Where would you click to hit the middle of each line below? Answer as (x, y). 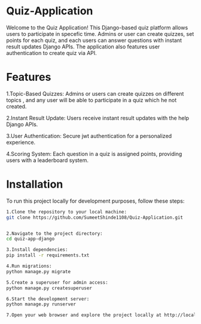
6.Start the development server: (48, 299)
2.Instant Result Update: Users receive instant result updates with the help (98, 118)
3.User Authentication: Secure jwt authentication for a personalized (89, 136)
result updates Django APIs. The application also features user (83, 47)
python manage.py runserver (41, 304)
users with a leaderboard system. (47, 160)
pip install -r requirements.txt (48, 255)
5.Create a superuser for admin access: (57, 282)
